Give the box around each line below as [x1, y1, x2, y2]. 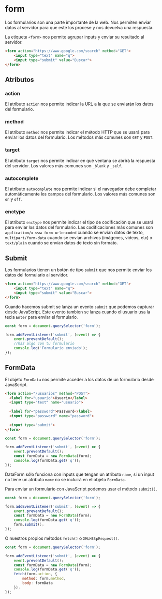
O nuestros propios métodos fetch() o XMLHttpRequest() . [5, 535, 119, 541]
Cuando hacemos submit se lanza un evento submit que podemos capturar [5, 304, 155, 309]
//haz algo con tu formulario [14, 341, 75, 346]
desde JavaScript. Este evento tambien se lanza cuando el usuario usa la [5, 309, 151, 315]
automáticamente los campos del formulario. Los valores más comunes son [5, 191, 156, 197]
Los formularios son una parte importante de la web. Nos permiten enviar [5, 19, 151, 25]
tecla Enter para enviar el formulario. [5, 314, 78, 320]
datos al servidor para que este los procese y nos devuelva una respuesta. [5, 24, 154, 30]
